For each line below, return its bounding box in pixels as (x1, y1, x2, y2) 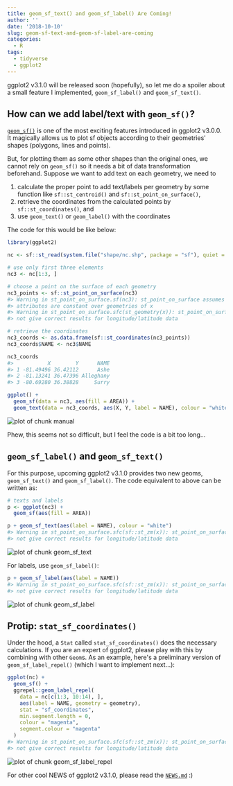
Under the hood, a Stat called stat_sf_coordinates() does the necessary (7, 638, 217, 647)
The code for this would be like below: (7, 226, 116, 234)
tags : (7, 49, 23, 56)
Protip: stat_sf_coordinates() (7, 620, 137, 631)
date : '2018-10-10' (7, 23, 64, 30)
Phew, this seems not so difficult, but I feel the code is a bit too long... (7, 430, 206, 439)
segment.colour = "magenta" (19, 726, 101, 733)
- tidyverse (13, 55, 49, 62)
